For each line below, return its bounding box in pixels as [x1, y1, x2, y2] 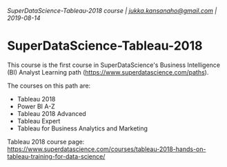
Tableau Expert [17, 117, 61, 125]
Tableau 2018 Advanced [17, 109, 86, 117]
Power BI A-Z [17, 102, 55, 110]
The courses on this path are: [7, 81, 91, 90]
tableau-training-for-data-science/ [7, 152, 106, 160]
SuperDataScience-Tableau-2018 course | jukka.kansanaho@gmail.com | [7, 7, 217, 14]
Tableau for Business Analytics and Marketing [17, 124, 148, 132]
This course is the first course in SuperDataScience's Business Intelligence [7, 61, 221, 69]
